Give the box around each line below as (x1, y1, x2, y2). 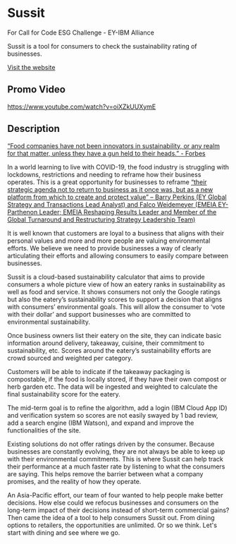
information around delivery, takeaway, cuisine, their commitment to (7, 339, 205, 347)
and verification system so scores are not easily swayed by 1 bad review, (7, 411, 218, 419)
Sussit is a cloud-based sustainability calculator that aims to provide (7, 272, 206, 281)
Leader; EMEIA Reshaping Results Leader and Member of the (39, 207, 217, 216)
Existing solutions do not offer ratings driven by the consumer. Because (7, 440, 215, 448)
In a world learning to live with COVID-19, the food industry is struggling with (7, 162, 230, 171)
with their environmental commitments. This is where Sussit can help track (7, 454, 224, 463)
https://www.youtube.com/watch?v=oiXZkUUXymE (7, 102, 156, 111)
